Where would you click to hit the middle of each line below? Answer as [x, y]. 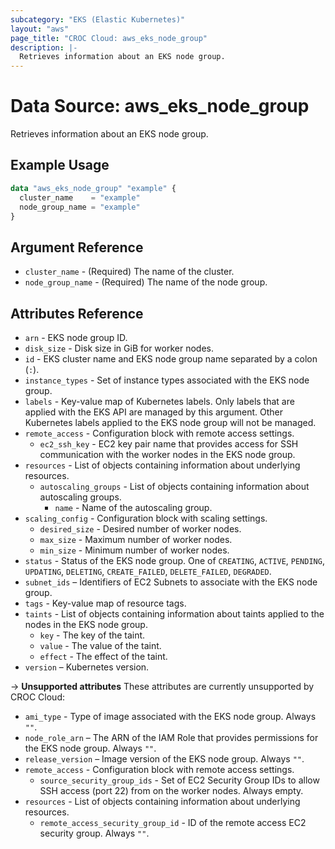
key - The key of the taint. [92, 635]
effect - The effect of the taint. [103, 656]
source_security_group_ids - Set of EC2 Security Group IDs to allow [179, 780]
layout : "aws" [40, 29]
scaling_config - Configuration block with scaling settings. [146, 518]
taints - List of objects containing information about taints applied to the [174, 614]
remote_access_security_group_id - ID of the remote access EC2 [173, 822]
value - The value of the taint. [100, 645]
